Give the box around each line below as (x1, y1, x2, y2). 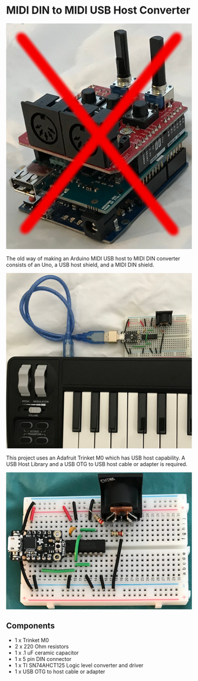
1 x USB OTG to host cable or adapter (14, 668, 105, 675)
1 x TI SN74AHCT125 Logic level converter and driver (14, 662, 144, 669)
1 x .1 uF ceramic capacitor (14, 649, 79, 656)
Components (6, 621, 55, 631)
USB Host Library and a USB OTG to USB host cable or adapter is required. (6, 461, 187, 468)
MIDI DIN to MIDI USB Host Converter (6, 4, 190, 17)
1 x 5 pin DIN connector (14, 655, 72, 662)
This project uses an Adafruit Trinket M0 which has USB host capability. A (6, 454, 186, 461)
